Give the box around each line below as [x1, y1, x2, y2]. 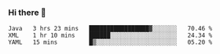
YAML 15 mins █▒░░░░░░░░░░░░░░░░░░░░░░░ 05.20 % [8, 38, 213, 46]
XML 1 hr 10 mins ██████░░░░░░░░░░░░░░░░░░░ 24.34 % [8, 31, 213, 40]
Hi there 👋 [8, 7, 47, 18]
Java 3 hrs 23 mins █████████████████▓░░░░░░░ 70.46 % [8, 25, 213, 33]
